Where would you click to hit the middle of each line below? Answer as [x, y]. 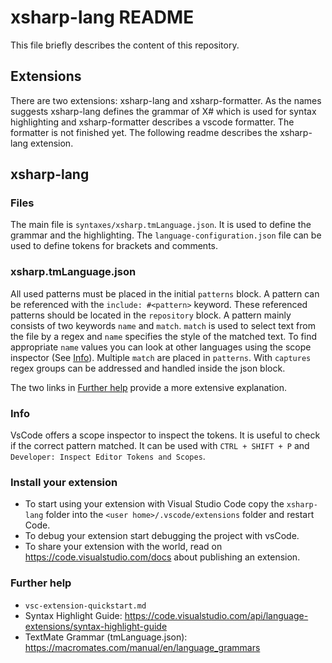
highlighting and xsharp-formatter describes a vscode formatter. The [152, 122]
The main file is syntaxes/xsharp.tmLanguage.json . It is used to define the [161, 225]
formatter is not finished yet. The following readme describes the [144, 132]
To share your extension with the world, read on [123, 547]
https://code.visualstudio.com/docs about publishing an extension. [162, 557]
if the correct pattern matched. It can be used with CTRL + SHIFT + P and [160, 446]
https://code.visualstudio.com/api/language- [216, 615]
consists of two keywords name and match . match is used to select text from [163, 325]
